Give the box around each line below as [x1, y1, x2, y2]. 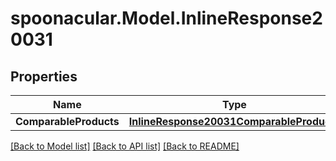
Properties [10, 68, 78, 85]
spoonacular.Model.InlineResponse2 [10, 7, 323, 30]
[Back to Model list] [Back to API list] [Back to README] [10, 140, 240, 152]
